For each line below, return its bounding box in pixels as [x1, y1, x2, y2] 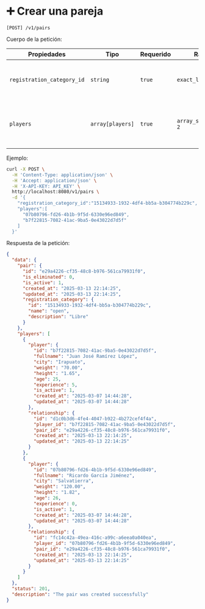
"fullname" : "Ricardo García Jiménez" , [33, 472, 135, 479]
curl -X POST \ [6, 166, 45, 172]
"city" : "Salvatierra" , [33, 478, 95, 484]
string [90, 76, 110, 83]
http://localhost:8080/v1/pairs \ [12, 189, 99, 195]
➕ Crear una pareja [6, 4, 104, 18]
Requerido [140, 50, 171, 59]
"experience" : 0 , [33, 500, 78, 507]
